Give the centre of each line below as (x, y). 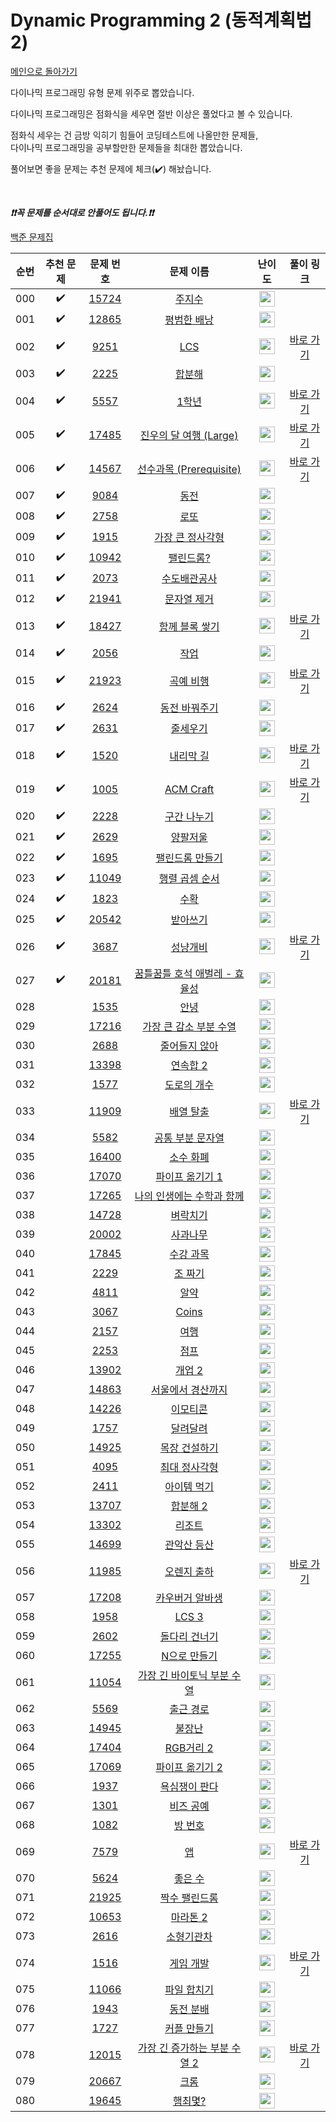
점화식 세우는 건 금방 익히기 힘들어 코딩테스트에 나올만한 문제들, (134, 135)
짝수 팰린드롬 (189, 1898)
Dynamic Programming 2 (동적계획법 (161, 20)
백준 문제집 (32, 237)
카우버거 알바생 (189, 1598)
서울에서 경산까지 (189, 1390)
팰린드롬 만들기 (189, 858)
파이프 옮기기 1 (189, 1177)
